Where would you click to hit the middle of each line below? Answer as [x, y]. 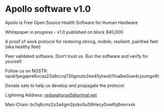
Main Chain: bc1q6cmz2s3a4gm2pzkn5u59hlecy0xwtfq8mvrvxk [70, 104]
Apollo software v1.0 [48, 9]
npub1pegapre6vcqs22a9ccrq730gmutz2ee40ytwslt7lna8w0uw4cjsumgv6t [82, 76]
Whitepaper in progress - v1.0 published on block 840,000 [64, 32]
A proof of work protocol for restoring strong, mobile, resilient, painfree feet [82, 41]
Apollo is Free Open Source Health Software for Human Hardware [72, 22]
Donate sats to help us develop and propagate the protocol [65, 85]
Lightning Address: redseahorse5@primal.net [51, 95]
